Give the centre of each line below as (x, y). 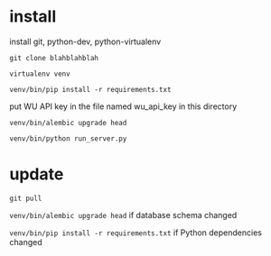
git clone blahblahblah (54, 58)
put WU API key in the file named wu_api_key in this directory (123, 106)
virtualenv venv (40, 74)
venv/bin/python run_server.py (68, 138)
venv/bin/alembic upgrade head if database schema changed (123, 215)
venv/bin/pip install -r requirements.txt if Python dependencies (135, 233)
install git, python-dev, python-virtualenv (85, 41)
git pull (26, 198)
